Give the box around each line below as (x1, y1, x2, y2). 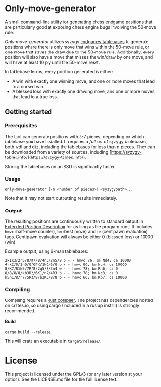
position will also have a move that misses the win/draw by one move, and (5, 54, 153, 60)
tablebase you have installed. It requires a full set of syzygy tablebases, (5, 139, 148, 144)
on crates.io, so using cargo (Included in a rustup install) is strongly (5, 302, 140, 308)
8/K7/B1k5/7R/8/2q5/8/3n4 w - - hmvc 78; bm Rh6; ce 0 (5, 266, 118, 271)
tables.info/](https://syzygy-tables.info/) (5, 154, 85, 160)
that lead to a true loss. (12, 93, 58, 100)
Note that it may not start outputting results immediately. (5, 195, 118, 201)
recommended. (5, 307, 35, 314)
